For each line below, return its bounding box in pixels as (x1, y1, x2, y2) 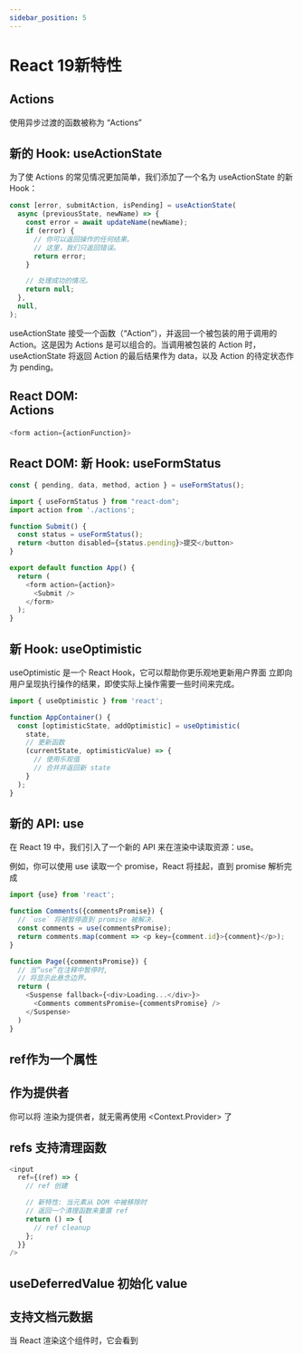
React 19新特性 (9, 55, 122, 75)
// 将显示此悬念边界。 (17, 973, 90, 983)
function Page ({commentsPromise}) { (9, 957, 147, 966)
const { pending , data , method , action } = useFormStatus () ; (9, 480, 245, 489)
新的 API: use (9, 816, 84, 831)
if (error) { (25, 227, 75, 236)
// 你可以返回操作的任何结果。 (33, 235, 134, 244)
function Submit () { (9, 522, 88, 531)
